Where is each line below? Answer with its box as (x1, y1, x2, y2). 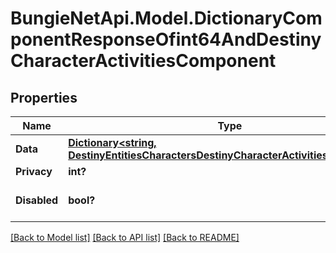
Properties (10, 89, 78, 106)
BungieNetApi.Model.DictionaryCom (10, 7, 323, 30)
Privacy (15, 165, 53, 178)
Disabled (15, 193, 59, 207)
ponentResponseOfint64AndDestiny (10, 28, 322, 51)
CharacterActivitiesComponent (10, 50, 277, 72)
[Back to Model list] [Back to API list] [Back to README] (10, 232, 240, 243)
